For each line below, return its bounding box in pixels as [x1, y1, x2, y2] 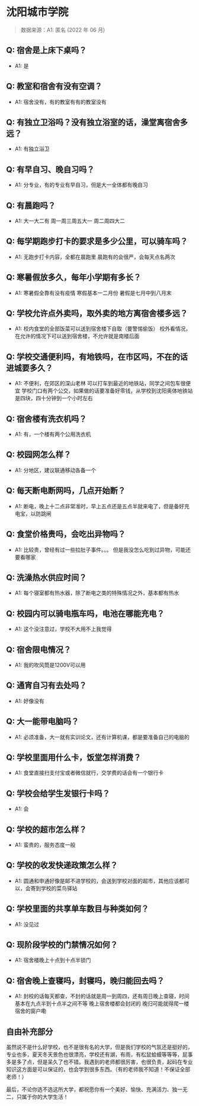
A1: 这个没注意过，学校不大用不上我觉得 [14, 626, 112, 633]
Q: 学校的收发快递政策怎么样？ [6, 860, 118, 871]
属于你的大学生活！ [21, 1094, 69, 1101]
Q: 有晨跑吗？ [6, 200, 56, 210]
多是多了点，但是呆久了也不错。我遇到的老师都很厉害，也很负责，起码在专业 [6, 1058, 193, 1066]
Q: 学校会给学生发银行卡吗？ [6, 788, 111, 799]
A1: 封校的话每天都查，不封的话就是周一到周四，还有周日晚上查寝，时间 [14, 992, 190, 1000]
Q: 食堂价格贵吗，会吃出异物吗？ [6, 529, 126, 539]
